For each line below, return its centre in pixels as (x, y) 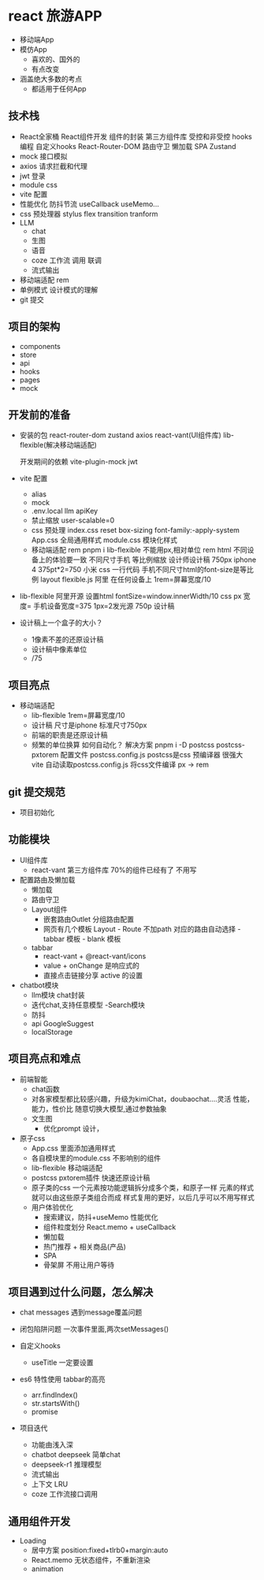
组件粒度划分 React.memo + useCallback (110, 1227)
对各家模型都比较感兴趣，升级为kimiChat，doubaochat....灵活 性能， (143, 1099)
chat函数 (46, 1089)
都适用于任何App (59, 88)
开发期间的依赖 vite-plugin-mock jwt (78, 462)
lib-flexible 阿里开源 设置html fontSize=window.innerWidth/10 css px (130, 597)
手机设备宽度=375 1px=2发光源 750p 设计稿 (104, 606)
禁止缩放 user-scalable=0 (73, 520)
